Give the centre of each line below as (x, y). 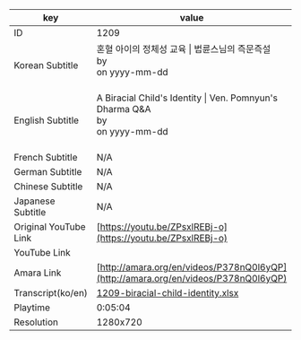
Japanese (34, 201)
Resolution (36, 322)
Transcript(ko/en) (51, 293)
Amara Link (38, 273)
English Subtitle (46, 120)
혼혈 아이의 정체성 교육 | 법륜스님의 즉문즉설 (184, 49)
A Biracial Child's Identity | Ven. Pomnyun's (187, 98)
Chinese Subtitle (48, 186)
